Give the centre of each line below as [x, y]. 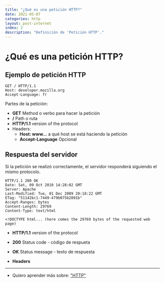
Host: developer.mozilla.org [35, 90]
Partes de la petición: [27, 104]
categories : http [23, 19]
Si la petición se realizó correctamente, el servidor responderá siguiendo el [81, 166]
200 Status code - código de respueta [51, 242]
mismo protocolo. [23, 172]
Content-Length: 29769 [28, 206]
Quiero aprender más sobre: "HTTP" [49, 275]
